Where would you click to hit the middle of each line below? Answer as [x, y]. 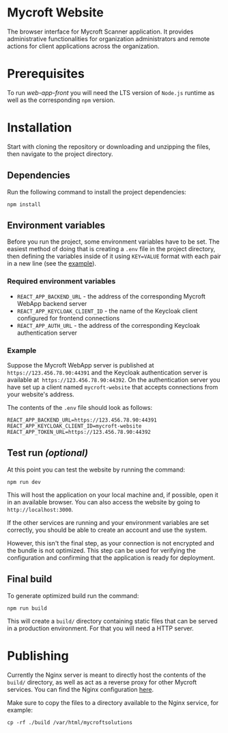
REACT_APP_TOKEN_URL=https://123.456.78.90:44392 [79, 433]
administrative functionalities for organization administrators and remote [109, 38]
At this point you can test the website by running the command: [96, 470]
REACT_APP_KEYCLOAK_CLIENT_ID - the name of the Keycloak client [107, 311]
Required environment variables [61, 281]
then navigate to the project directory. [60, 154]
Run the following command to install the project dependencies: [97, 192]
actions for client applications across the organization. [83, 46]
